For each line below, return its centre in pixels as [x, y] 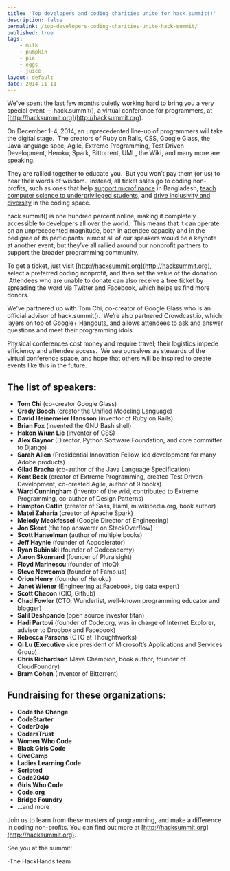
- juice [30, 71]
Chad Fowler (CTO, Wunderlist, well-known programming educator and [118, 601]
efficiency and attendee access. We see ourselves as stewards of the [106, 351]
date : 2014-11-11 [32, 84]
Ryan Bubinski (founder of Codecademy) [76, 550]
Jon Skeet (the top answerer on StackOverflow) [85, 528]
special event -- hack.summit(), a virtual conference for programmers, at [110, 111]
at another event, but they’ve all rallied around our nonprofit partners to [108, 245]
